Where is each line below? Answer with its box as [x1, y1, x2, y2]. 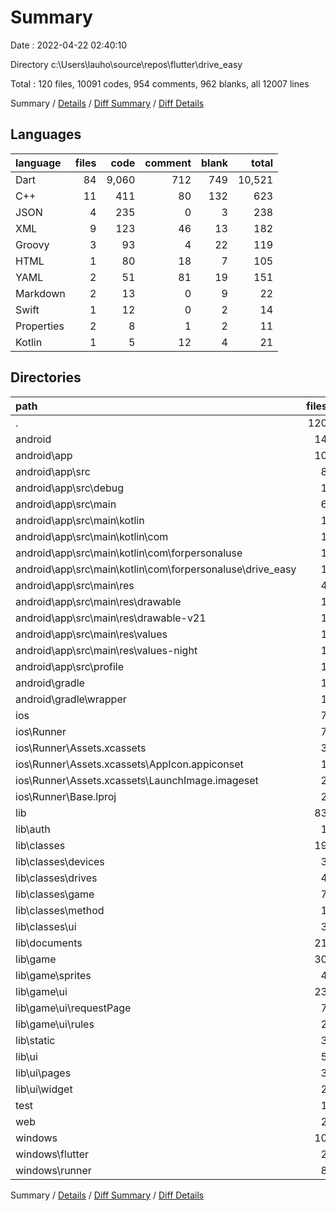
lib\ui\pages [15, 1066, 72, 1080]
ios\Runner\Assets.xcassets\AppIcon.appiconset [15, 757, 244, 771]
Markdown [15, 286, 66, 300]
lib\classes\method [15, 903, 105, 917]
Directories [10, 369, 82, 386]
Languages [10, 126, 82, 143]
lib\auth [15, 822, 51, 836]
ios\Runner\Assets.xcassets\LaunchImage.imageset [15, 773, 259, 787]
